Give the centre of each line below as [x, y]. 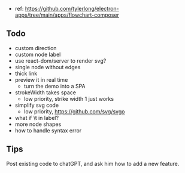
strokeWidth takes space [46, 92]
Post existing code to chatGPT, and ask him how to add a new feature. [93, 163]
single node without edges [48, 67]
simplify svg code [37, 105]
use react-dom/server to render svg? [60, 61]
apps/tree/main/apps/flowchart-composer [67, 15]
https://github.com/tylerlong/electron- [72, 9]
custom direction [36, 48]
